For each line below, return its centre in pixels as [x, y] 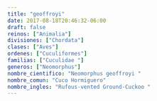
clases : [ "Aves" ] [33, 47]
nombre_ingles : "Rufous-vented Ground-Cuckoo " [79, 87]
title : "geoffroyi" [36, 14]
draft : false [27, 27]
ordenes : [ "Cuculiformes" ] [47, 54]
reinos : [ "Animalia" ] [39, 34]
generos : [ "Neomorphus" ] [44, 67]
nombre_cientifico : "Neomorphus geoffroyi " [74, 73]
